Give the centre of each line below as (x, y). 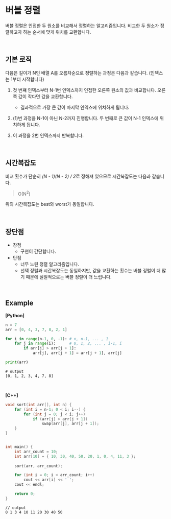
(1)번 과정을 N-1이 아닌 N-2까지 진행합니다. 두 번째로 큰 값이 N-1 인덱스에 (86, 118)
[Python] (15, 315)
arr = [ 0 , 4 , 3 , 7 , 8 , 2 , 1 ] (36, 329)
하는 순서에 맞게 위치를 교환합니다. (57, 32)
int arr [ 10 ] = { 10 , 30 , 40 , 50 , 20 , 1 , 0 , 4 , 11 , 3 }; (75, 456)
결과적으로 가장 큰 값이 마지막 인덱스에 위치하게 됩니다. (75, 107)
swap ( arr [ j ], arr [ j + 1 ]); (70, 424)
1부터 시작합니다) (27, 79)
